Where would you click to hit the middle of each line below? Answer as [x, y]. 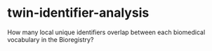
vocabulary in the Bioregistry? [51, 39]
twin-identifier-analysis [78, 13]
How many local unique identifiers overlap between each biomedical [106, 32]
